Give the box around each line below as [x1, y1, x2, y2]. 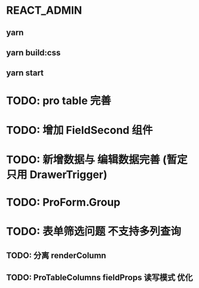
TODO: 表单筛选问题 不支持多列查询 [6, 225, 181, 238]
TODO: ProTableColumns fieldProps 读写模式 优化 [6, 272, 193, 283]
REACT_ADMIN [6, 4, 82, 17]
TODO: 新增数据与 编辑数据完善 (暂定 [6, 153, 188, 166]
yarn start [6, 68, 44, 78]
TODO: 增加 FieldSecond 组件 [6, 123, 154, 137]
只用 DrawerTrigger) [6, 168, 108, 181]
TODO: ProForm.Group [6, 195, 121, 209]
